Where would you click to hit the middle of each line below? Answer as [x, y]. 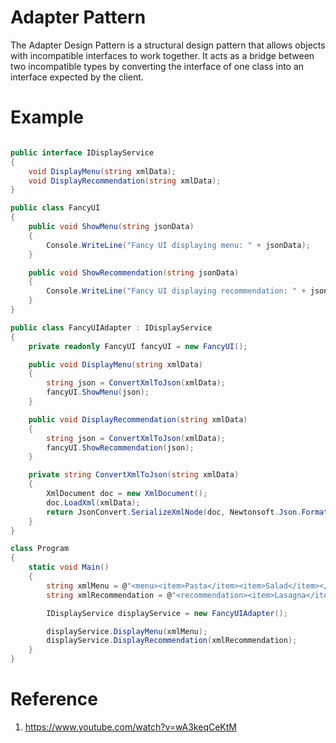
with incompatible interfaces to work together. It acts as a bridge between [162, 55]
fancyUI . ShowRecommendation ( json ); [120, 447]
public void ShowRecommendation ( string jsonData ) [134, 272]
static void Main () [69, 567]
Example [47, 117]
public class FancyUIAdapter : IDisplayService [111, 327]
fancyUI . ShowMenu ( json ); [98, 392]
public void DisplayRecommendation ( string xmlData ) [138, 419]
